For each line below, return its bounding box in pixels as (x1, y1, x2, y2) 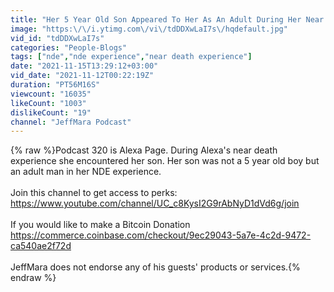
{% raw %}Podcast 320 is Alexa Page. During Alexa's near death (10, 144, 278, 156)
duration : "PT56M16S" (10, 80, 101, 90)
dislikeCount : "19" (10, 107, 92, 118)
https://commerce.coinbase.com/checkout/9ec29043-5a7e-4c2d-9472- (10, 229, 312, 241)
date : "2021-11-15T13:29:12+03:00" (10, 61, 159, 71)
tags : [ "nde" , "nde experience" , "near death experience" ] (10, 52, 253, 62)
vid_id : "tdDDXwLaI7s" (10, 33, 105, 43)
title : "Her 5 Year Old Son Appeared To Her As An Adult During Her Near (10, 14, 325, 25)
